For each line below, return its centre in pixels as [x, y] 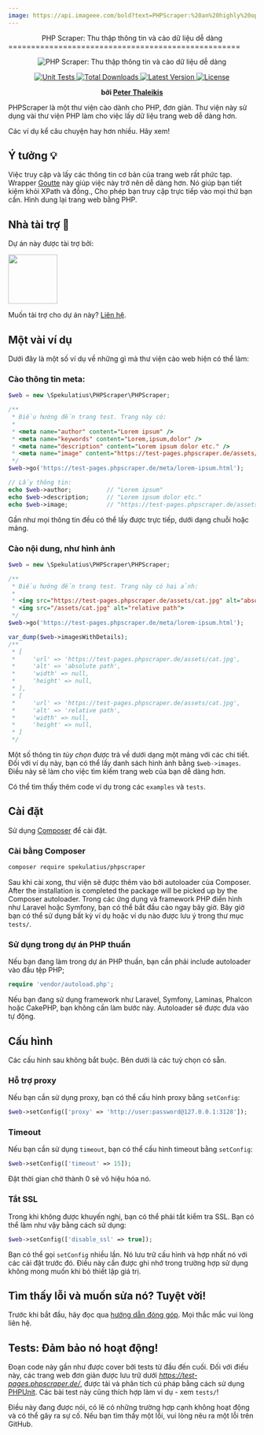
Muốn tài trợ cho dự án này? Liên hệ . [68, 315]
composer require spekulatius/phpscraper [77, 868]
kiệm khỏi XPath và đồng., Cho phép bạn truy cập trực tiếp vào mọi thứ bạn [130, 191]
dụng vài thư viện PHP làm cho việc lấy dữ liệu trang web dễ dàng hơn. [123, 116]
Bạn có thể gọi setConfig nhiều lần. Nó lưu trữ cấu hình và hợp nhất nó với [128, 1255]
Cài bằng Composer [47, 850]
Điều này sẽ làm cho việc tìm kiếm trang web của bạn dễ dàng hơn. [117, 771]
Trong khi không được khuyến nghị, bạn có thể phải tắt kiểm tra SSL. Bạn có [131, 1216]
